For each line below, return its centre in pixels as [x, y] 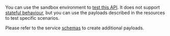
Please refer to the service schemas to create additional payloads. [75, 28]
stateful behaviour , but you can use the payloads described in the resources [85, 13]
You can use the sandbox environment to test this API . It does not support [83, 7]
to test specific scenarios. [32, 18]
